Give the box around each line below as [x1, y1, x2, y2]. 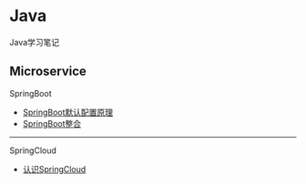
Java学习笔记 [9, 36, 60, 47]
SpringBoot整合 [22, 118, 82, 128]
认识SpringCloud [22, 163, 87, 174]
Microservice [9, 64, 87, 79]
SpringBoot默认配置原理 [22, 107, 114, 118]
